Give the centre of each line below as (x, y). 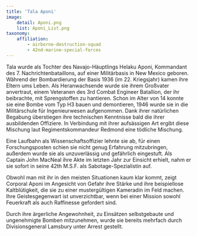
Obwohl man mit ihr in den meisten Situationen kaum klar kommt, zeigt (91, 177)
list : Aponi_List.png (43, 28)
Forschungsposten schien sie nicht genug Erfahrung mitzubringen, (87, 147)
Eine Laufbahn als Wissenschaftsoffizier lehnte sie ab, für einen (83, 141)
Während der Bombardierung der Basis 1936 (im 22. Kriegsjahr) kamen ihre (97, 79)
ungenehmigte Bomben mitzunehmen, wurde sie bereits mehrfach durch (94, 220)
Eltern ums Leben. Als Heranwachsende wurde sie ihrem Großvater (88, 86)
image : (14, 17)
